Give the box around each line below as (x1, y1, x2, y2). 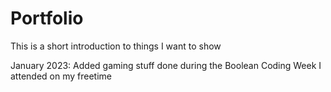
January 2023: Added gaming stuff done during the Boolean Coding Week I (10, 59, 322, 71)
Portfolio (10, 7, 84, 30)
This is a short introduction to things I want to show (10, 40, 222, 52)
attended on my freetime (10, 70, 112, 82)
